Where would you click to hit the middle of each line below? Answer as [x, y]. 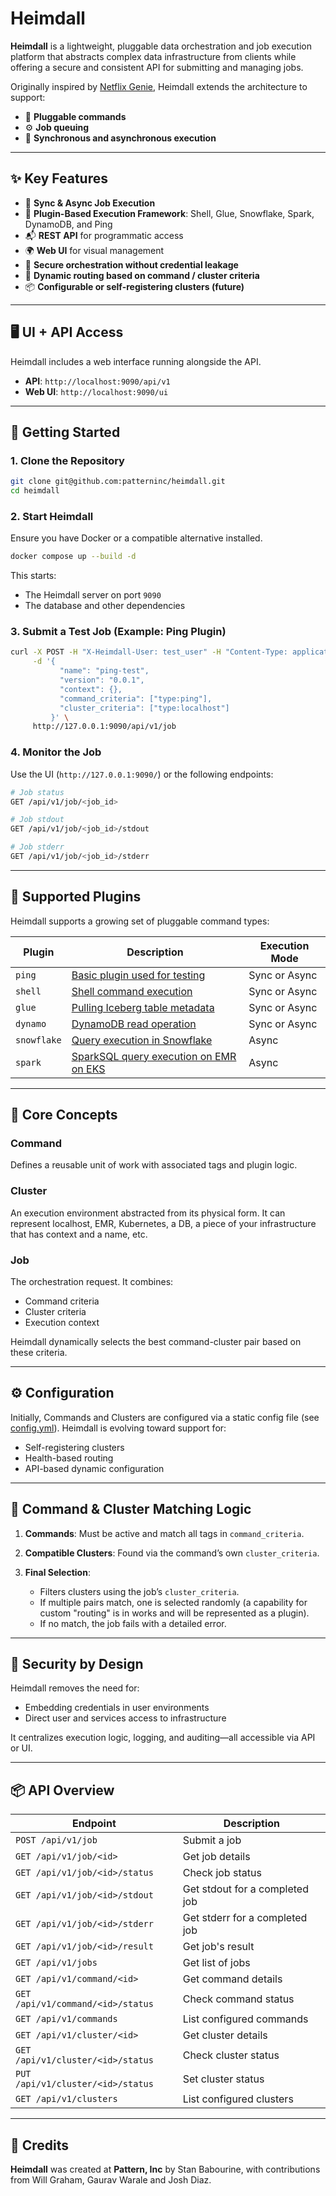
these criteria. [39, 1352]
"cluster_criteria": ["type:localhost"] [144, 708]
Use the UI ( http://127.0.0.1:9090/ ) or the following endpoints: [142, 774]
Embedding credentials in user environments [117, 1708]
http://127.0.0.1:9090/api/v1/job [104, 727]
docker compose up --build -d [73, 557]
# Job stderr [37, 847]
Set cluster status [223, 2079]
